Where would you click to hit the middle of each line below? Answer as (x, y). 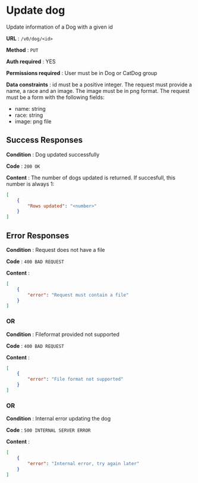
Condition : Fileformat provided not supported (63, 334)
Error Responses (38, 236)
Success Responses (45, 140)
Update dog (36, 10)
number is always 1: (30, 184)
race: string (29, 115)
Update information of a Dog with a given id (59, 27)
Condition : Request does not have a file (56, 250)
